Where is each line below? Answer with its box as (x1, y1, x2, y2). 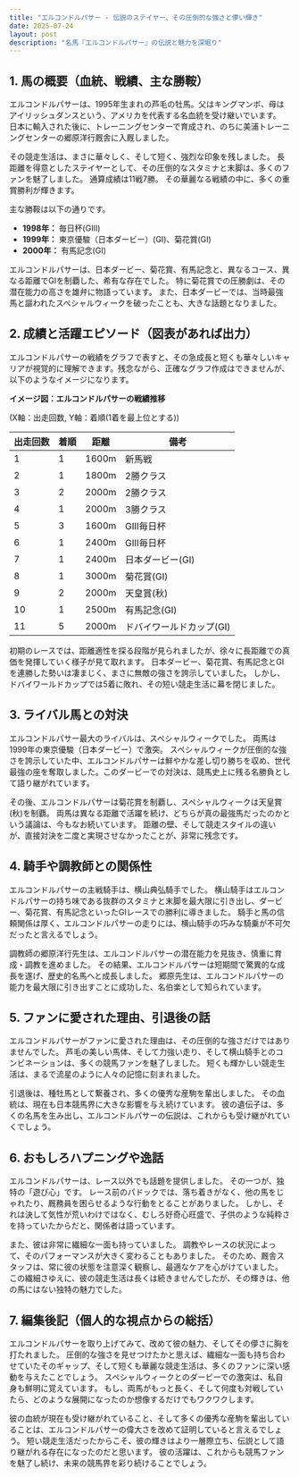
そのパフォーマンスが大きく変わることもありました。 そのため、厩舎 (24, 1251, 277, 1262)
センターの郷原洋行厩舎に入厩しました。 (24, 132, 174, 143)
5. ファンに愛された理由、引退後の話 (9, 1009, 211, 1025)
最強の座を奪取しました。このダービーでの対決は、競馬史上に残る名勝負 (9, 766, 275, 777)
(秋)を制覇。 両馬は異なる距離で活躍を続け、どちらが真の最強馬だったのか (9, 807, 283, 818)
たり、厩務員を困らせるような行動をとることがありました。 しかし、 (24, 1198, 278, 1209)
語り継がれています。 (16, 777, 96, 788)
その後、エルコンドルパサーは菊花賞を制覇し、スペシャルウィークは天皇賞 (9, 797, 283, 807)
